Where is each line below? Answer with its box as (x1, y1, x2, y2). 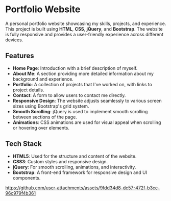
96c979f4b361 (5, 190, 36, 196)
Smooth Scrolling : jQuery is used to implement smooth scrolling (12, 108, 148, 114)
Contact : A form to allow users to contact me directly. (12, 92, 126, 98)
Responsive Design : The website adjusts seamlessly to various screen (12, 97, 162, 104)
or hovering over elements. (12, 124, 70, 131)
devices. (5, 37, 23, 43)
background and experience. (12, 76, 74, 82)
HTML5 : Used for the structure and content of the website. (12, 153, 137, 159)
